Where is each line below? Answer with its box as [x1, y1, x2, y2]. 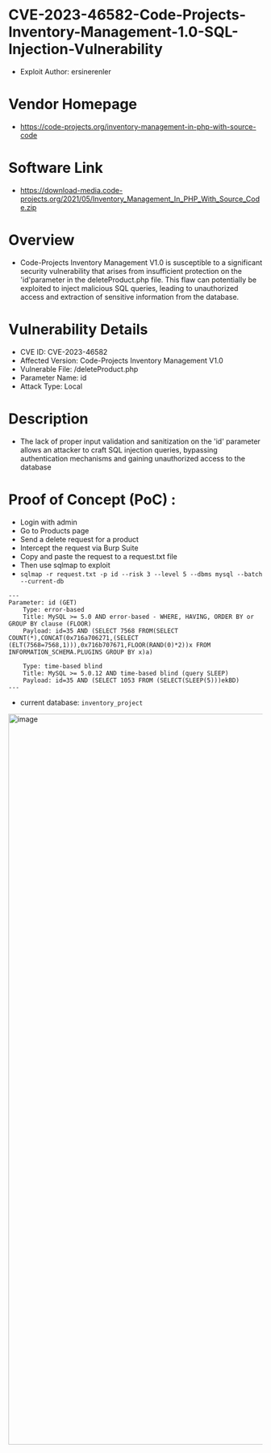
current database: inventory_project [19, 697, 144, 707]
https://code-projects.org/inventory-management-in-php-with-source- [19, 121, 256, 131]
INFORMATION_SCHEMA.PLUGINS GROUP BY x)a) [8, 648, 153, 656]
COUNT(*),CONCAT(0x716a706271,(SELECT [8, 634, 139, 642]
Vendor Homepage [8, 95, 138, 114]
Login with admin [19, 517, 78, 527]
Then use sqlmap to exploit [19, 560, 110, 570]
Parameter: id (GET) [8, 598, 78, 607]
